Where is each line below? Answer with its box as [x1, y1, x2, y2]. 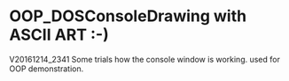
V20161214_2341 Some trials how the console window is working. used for [9, 54, 281, 64]
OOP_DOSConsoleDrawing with [9, 6, 246, 26]
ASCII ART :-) [9, 25, 109, 45]
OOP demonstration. [9, 63, 84, 74]
